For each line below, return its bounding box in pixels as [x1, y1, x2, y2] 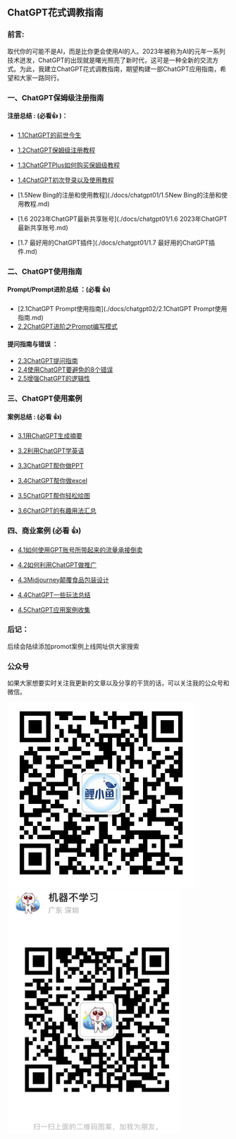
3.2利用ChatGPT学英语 [17, 446, 85, 455]
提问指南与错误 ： [7, 339, 58, 348]
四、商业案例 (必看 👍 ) [7, 526, 82, 536]
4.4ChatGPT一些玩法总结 [17, 590, 91, 599]
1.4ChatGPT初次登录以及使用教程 [17, 176, 114, 184]
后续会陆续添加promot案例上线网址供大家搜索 [7, 642, 139, 650]
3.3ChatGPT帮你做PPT [17, 461, 84, 470]
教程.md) [23, 200, 50, 208]
